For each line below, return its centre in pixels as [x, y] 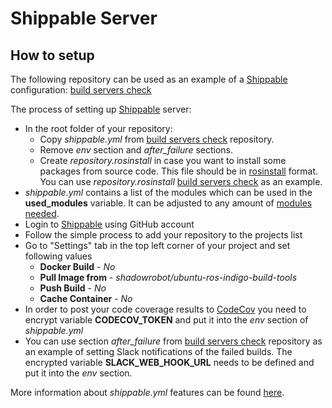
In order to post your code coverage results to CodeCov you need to [165, 309]
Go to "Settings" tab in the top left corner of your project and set [157, 245]
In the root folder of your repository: [98, 128]
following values [58, 256]
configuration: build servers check [81, 90]
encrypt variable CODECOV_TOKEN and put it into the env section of [166, 320]
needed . [42, 213]
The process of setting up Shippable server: [101, 109]
